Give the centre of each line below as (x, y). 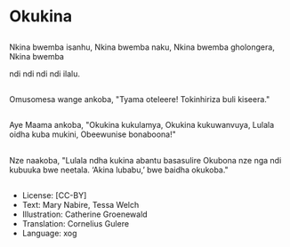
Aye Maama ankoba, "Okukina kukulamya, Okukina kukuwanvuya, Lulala (142, 125)
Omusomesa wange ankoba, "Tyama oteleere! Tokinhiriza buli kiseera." (140, 99)
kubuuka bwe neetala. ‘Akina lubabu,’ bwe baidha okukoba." (119, 170)
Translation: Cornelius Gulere (76, 224)
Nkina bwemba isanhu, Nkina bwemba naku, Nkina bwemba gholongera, (142, 47)
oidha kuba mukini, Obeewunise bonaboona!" (93, 134)
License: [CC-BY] (54, 195)
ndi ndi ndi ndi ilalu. (45, 74)
